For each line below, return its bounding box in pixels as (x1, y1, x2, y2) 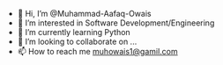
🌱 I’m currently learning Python (17, 27, 130, 37)
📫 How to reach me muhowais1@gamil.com (17, 47, 178, 56)
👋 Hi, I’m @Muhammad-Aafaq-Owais (17, 9, 152, 18)
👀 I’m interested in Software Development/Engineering (17, 18, 215, 28)
